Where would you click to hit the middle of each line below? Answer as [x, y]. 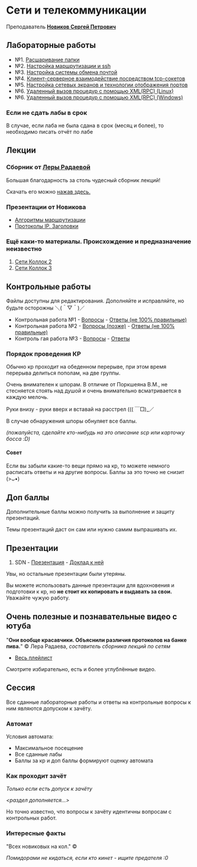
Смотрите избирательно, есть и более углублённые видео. [81, 669]
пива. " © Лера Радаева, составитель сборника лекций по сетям [88, 646]
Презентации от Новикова [46, 207]
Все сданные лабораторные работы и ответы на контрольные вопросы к [98, 702]
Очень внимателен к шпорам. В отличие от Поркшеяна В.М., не [87, 385]
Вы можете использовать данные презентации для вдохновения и [90, 585]
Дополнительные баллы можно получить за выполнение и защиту [90, 512]
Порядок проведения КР [43, 354]
